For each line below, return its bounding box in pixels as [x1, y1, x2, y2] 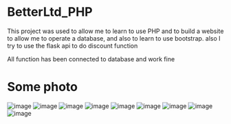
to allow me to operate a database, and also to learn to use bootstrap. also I [7, 34, 221, 42]
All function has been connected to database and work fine [7, 54, 175, 63]
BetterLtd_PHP [7, 4, 93, 20]
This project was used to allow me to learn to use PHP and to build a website [7, 27, 224, 35]
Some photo [7, 79, 78, 95]
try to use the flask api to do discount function [7, 41, 138, 50]
